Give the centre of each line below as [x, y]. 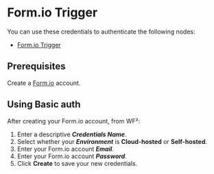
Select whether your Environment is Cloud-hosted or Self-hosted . [112, 141]
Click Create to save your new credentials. [77, 163]
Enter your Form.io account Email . [66, 149]
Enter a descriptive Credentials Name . [72, 134]
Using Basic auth [44, 104]
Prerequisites [36, 66]
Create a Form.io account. [44, 83]
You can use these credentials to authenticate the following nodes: [101, 32]
